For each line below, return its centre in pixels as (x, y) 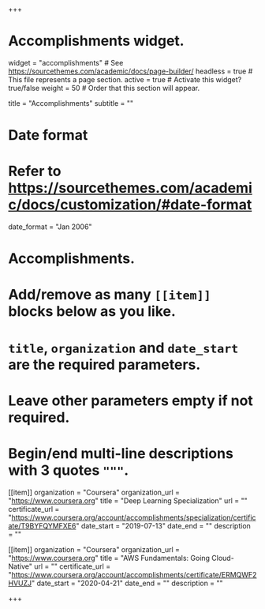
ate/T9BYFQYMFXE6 (42, 525)
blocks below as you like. (92, 312)
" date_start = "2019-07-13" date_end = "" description (163, 525)
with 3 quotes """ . (69, 470)
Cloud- (223, 558)
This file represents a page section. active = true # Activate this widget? (125, 79)
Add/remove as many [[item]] (110, 295)
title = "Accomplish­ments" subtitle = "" (71, 103)
